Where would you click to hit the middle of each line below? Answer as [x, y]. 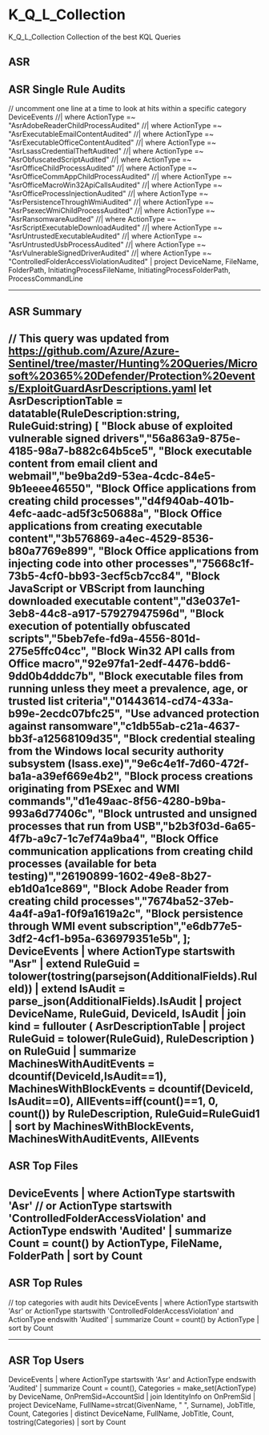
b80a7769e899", [52, 551]
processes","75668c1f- [195, 563]
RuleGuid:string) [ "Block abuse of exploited [121, 426]
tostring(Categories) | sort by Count [67, 1422]
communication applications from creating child [131, 851]
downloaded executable [70, 601]
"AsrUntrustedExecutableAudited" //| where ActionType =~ [105, 236]
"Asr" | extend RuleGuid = [74, 963]
